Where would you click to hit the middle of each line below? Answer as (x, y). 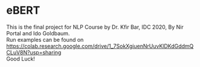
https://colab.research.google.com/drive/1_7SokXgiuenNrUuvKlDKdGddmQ (100, 46)
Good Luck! (21, 59)
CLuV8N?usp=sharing (34, 52)
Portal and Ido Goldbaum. (38, 33)
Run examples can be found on (45, 39)
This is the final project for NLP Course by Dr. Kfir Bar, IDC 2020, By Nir (95, 27)
